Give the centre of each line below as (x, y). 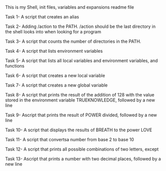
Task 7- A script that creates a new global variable (56, 85)
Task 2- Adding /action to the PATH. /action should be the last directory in (81, 26)
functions (15, 66)
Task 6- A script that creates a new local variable (55, 76)
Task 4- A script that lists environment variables (54, 51)
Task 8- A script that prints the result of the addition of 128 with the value (80, 95)
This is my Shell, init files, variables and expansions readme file (70, 7)
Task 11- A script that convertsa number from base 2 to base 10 (70, 139)
